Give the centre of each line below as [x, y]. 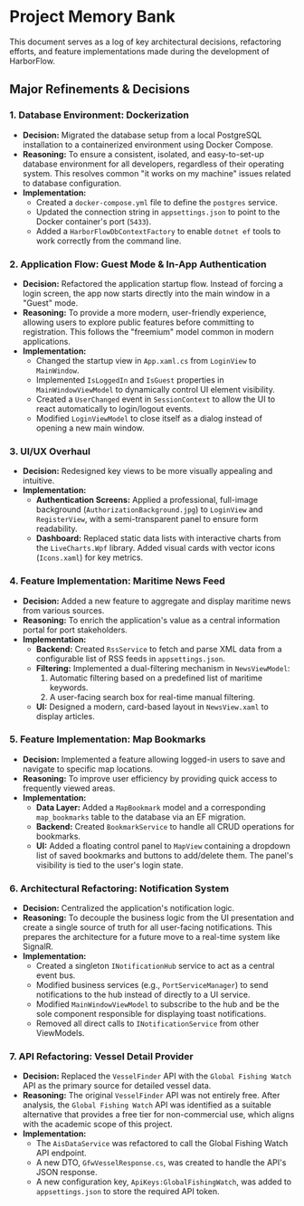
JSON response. [66, 1173]
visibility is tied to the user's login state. [109, 865]
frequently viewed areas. [69, 788]
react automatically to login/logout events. [114, 408]
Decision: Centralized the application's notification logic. [128, 908]
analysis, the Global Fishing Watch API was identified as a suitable [147, 1105]
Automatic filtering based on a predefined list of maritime [156, 678]
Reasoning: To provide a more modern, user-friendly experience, [144, 312]
